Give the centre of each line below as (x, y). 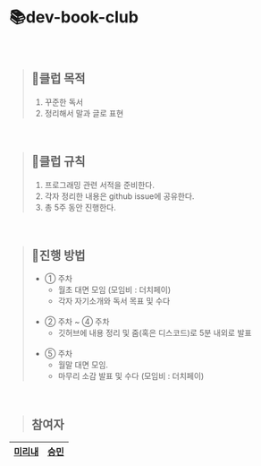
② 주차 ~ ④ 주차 (77, 322)
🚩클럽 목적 (58, 78)
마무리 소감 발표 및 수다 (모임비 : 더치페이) (131, 376)
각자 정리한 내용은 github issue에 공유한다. (119, 196)
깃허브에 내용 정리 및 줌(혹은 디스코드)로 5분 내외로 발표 (155, 333)
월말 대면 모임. (83, 365)
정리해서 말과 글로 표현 (84, 113)
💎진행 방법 (58, 255)
